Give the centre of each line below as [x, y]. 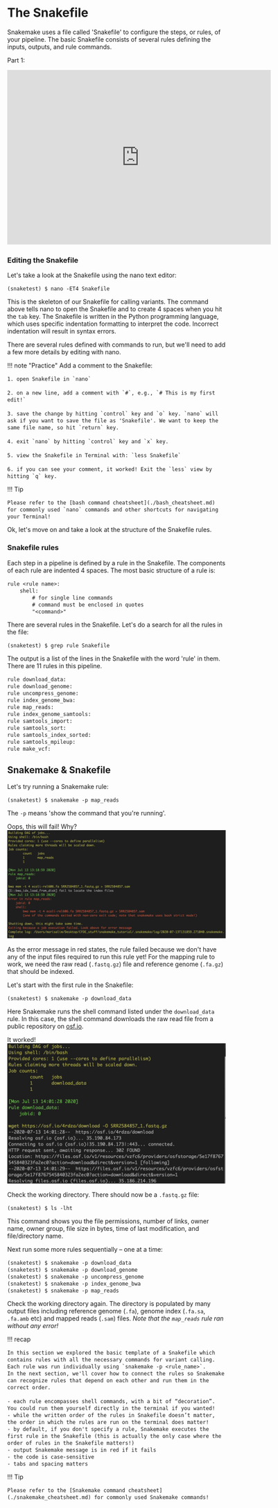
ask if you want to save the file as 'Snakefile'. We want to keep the [113, 421]
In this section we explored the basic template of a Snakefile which [111, 1353]
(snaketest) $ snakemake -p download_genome [72, 1270]
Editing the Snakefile [43, 260]
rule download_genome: [40, 686]
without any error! [33, 1326]
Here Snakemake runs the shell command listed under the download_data [111, 1011]
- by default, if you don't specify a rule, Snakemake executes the [108, 1430]
